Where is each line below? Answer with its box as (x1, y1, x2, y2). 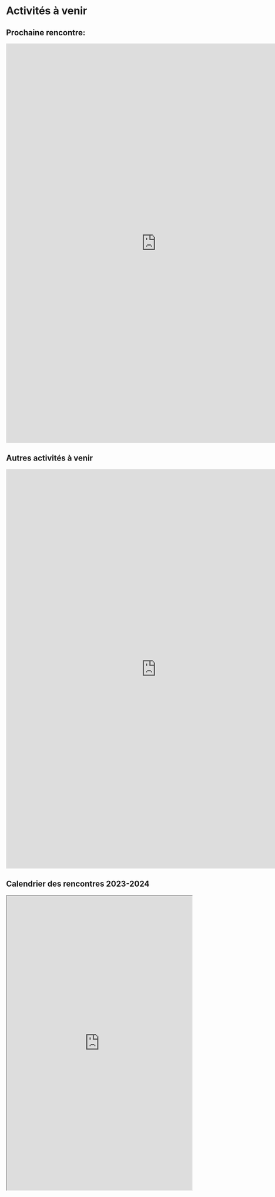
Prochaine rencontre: (6, 28, 86, 38)
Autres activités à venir (6, 453, 93, 463)
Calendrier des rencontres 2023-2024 (6, 879, 150, 889)
